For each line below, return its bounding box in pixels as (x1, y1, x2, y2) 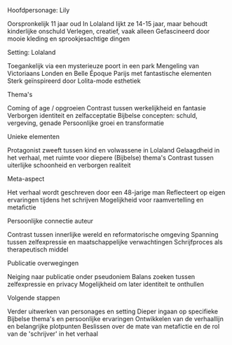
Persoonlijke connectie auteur (7, 217, 93, 225)
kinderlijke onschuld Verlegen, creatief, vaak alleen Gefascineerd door (7, 27, 210, 35)
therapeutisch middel (7, 245, 69, 254)
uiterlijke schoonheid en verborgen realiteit (7, 161, 131, 169)
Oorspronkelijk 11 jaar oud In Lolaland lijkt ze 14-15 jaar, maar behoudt (7, 20, 208, 27)
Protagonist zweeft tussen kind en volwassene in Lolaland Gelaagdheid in (7, 146, 220, 154)
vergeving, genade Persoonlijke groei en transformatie (7, 119, 165, 127)
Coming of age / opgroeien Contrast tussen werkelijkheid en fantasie (7, 104, 207, 112)
